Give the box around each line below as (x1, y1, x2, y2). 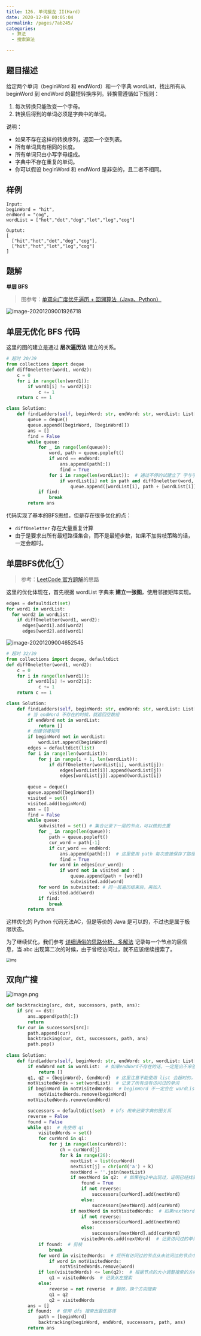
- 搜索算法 (11, 37, 35, 43)
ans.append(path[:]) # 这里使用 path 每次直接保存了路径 (59, 851, 196, 857)
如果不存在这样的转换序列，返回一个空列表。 (14, 135, 126, 143)
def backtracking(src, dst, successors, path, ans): (6, 1002, 141, 1008)
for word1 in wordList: (6, 606, 66, 612)
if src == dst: (17, 1008, 55, 1014)
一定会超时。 (14, 540, 47, 546)
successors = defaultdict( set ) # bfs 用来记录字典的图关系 (28, 1108, 172, 1114)
